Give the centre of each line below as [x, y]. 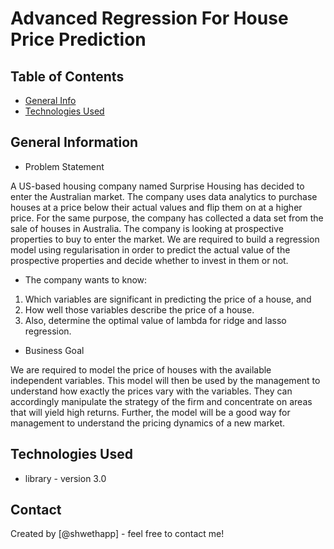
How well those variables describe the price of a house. [139, 309]
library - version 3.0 [65, 478]
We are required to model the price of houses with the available [141, 369]
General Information [74, 142]
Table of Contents [67, 76]
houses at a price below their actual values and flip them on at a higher [156, 207]
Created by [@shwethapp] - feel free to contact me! [117, 534]
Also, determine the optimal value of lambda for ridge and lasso [155, 320]
